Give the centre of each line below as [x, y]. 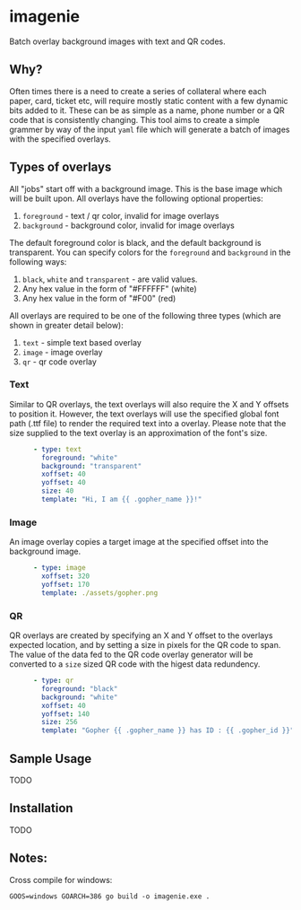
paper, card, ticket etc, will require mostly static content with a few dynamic [149, 101]
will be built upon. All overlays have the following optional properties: [136, 198]
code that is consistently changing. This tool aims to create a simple [134, 119]
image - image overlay [62, 352]
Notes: [28, 858]
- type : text [57, 449]
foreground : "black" [80, 688]
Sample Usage [51, 759]
